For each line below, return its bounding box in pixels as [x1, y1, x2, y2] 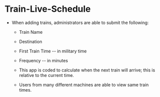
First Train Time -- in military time [19, 48, 87, 54]
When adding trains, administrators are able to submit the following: [11, 20, 149, 25]
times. [19, 87, 32, 93]
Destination [19, 38, 42, 45]
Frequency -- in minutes [19, 57, 68, 63]
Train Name [19, 29, 43, 35]
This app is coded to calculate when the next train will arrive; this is [19, 67, 156, 73]
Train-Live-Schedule [4, 3, 91, 15]
